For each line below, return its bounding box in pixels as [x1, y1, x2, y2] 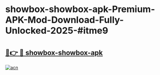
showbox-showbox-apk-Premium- [5, 4, 155, 15]
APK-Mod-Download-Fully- [5, 14, 124, 26]
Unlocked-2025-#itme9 [5, 25, 109, 36]
